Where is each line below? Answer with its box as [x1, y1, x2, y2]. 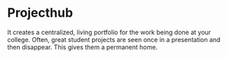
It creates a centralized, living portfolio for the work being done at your [7, 28, 212, 36]
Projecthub [7, 5, 74, 21]
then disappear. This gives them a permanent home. [7, 43, 158, 51]
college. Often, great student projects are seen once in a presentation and [7, 35, 221, 43]
